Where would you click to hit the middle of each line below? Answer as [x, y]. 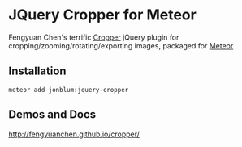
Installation [37, 71]
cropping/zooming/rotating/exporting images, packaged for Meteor [121, 45]
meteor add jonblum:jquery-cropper [69, 90]
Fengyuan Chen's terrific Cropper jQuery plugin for [94, 37]
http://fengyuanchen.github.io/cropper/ [74, 134]
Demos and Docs [52, 115]
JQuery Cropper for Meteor [102, 15]
